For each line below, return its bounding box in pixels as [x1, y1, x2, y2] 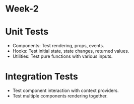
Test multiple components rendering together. [12, 93, 108, 99]
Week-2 [5, 3, 39, 15]
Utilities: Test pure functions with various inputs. [12, 53, 113, 59]
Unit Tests [5, 26, 49, 38]
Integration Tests [5, 71, 78, 82]
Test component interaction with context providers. [12, 87, 119, 93]
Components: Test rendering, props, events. [12, 43, 104, 49]
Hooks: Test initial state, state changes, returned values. [12, 48, 129, 54]
